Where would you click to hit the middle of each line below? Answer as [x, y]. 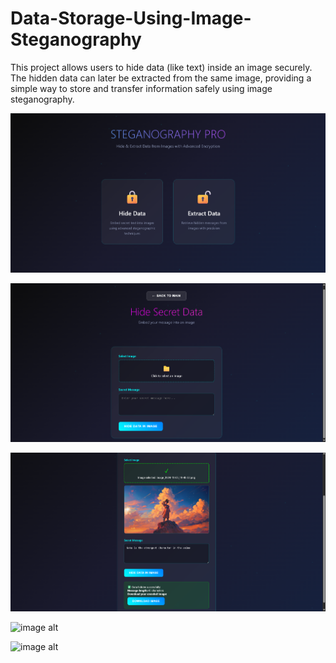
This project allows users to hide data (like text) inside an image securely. [161, 67]
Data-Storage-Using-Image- [131, 18]
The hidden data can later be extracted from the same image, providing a [161, 78]
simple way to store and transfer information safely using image [141, 88]
